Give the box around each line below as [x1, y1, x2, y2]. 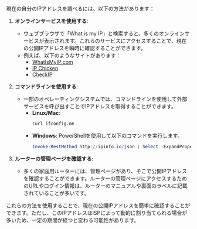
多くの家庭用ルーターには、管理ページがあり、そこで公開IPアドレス [23, 168, 188, 175]
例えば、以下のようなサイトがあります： [23, 52, 121, 59]
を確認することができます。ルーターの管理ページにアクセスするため [23, 175, 188, 182]
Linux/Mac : [32, 110, 60, 116]
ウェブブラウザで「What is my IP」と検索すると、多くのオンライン [23, 30, 185, 37]
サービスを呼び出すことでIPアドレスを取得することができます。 [23, 103, 177, 110]
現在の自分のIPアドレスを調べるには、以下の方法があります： [6, 5, 155, 12]
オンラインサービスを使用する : [14, 18, 89, 25]
